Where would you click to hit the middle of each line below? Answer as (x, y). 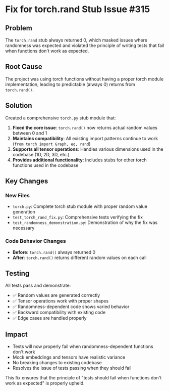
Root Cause (24, 67)
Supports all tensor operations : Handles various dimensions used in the (88, 149)
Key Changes (27, 181)
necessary (23, 228)
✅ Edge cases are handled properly (49, 318)
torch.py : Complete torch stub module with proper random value (80, 206)
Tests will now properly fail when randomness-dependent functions (83, 346)
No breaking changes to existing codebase (57, 363)
